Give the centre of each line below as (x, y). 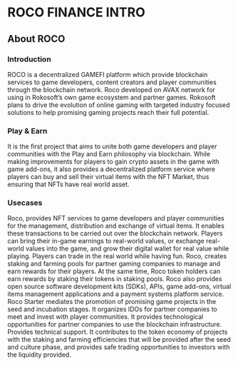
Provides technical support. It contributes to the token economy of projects (118, 332)
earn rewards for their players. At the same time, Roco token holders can (114, 271)
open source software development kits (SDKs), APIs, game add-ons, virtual (119, 287)
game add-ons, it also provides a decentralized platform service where (112, 169)
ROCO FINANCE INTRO (76, 12)
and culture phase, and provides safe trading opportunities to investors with (119, 347)
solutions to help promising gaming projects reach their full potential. (108, 112)
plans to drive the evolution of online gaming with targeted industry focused (119, 105)
